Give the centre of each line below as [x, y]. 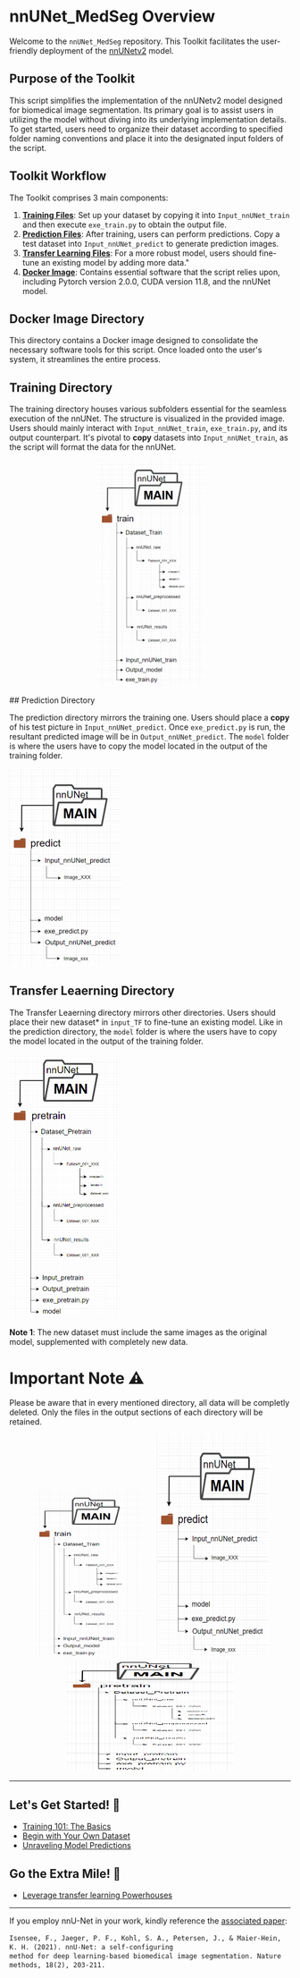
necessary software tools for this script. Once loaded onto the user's [136, 350]
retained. [26, 1422]
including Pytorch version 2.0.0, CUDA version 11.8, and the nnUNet [146, 281]
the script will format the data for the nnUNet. [93, 447]
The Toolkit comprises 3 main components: [89, 198]
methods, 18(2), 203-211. [57, 1965]
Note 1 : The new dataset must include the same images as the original [138, 1332]
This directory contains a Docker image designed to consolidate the [134, 341]
